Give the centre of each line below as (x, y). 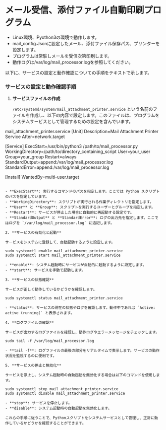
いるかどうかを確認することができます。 (51, 423)
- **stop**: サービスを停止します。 (39, 403)
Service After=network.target (35, 137)
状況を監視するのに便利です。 (31, 356)
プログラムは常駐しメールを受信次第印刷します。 (62, 56)
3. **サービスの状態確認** (30, 280)
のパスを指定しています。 (27, 197)
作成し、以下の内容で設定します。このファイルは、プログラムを (94, 115)
